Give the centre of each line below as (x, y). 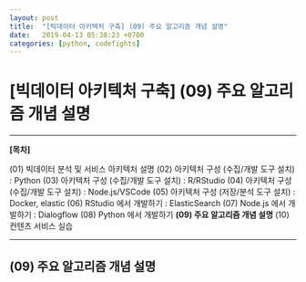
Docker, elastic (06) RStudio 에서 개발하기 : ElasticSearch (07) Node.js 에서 (148, 204)
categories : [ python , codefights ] (75, 43)
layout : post (34, 18)
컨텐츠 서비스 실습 (41, 226)
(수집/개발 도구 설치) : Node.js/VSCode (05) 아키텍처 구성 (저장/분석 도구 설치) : (153, 192)
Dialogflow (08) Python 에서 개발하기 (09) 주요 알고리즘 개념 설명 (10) (163, 214)
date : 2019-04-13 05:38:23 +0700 (77, 35)
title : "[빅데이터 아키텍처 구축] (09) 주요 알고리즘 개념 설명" (119, 26)
